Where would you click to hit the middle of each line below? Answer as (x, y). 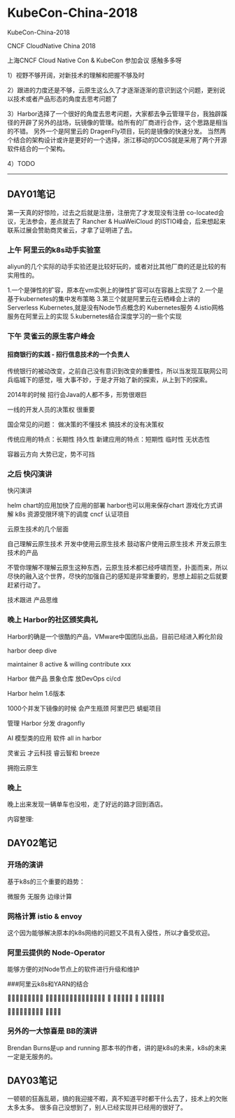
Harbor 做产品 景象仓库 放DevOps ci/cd (64, 678)
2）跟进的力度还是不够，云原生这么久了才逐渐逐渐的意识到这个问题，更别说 (116, 90)
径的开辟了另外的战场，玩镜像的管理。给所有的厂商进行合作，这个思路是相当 (117, 122)
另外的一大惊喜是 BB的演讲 (52, 1031)
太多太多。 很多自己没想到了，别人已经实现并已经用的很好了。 (97, 1107)
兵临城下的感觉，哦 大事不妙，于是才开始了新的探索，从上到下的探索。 (109, 380)
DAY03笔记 (32, 1081)
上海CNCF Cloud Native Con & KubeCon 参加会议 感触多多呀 (94, 60)
